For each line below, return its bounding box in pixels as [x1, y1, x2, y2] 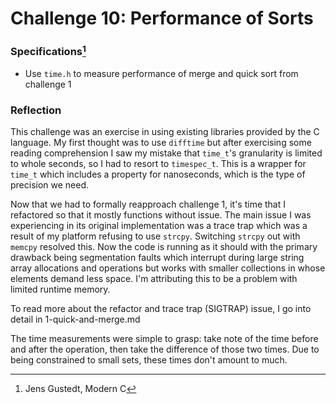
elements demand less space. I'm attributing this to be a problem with [10, 273, 298, 285]
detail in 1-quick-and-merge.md [10, 313, 141, 326]
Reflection [10, 103, 62, 117]
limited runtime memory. [10, 283, 111, 296]
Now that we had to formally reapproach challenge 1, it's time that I [10, 198, 287, 211]
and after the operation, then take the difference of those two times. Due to [10, 343, 320, 356]
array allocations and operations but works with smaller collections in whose [10, 262, 326, 274]
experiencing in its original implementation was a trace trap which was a [10, 220, 308, 232]
